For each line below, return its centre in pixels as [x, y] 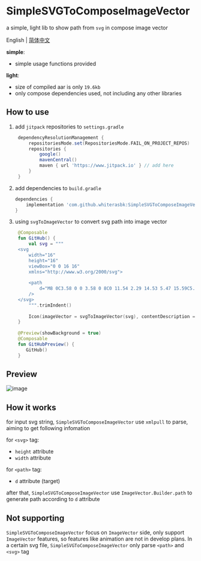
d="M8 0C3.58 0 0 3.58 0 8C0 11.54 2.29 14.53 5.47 [105, 289]
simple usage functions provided [55, 64]
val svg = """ [46, 244]
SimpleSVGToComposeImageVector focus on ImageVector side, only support [95, 532]
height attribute [34, 452]
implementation [45, 205]
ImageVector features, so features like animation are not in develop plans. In [99, 539]
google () [50, 154]
